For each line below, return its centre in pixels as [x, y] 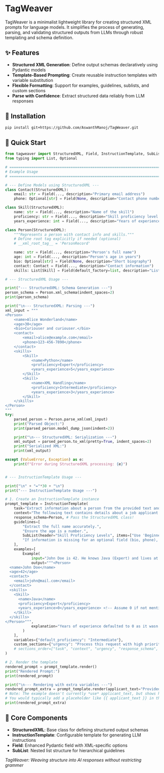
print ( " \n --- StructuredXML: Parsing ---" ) [50, 306]
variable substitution [33, 80]
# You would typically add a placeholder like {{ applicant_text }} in [79, 698]
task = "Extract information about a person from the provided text [83, 508]
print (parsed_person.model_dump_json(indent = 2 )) [64, 428]
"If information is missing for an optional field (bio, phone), [91, 540]
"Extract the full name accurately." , [62, 526]
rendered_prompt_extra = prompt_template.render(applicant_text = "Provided [83, 689]
